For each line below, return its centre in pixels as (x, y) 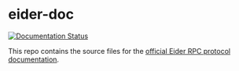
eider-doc (41, 14)
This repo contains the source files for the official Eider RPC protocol (119, 51)
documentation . (34, 59)
